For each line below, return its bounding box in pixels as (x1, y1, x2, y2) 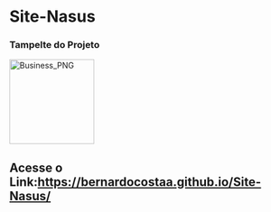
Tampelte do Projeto (9, 39, 100, 51)
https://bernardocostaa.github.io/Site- (37, 174, 262, 189)
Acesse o (9, 160, 63, 175)
